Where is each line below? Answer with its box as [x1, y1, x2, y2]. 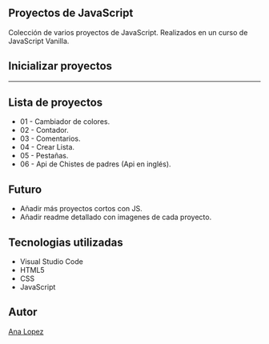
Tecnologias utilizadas [8, 235, 123, 249]
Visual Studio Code [19, 257, 84, 266]
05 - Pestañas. [19, 151, 69, 161]
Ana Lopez [8, 326, 44, 336]
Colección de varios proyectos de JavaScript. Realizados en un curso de [8, 27, 248, 37]
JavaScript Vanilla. [8, 36, 70, 46]
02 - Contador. [19, 126, 70, 135]
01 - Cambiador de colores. [19, 117, 110, 126]
